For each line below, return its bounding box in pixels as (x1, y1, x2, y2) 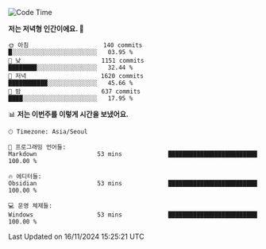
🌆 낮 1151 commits (8, 56, 145, 64)
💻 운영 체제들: (8, 202, 53, 210)
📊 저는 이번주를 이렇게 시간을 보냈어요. (8, 110, 129, 119)
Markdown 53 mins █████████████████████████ (8, 150, 258, 158)
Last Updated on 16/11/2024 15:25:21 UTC (8, 231, 145, 241)
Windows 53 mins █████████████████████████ (8, 211, 258, 219)
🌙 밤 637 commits (8, 88, 141, 95)
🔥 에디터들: (8, 173, 42, 181)
